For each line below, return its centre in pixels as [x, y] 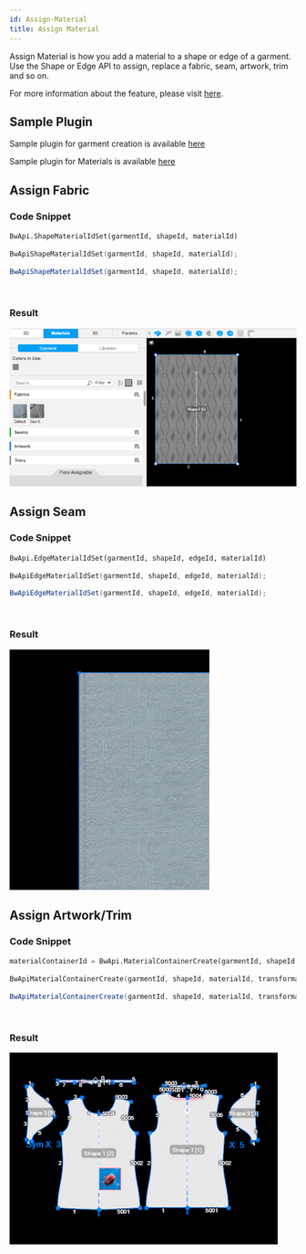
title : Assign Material [55, 29]
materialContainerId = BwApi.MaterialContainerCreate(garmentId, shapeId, [154, 962]
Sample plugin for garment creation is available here [107, 144]
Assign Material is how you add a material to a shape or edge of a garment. [150, 56]
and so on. [30, 75]
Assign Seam [48, 512]
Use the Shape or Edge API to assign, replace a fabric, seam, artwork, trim [149, 66]
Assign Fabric [50, 190]
